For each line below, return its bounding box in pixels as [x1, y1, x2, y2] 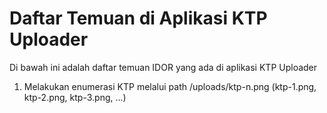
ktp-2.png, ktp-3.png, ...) [23, 91, 127, 103]
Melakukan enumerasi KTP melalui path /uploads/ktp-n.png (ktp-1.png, [23, 80, 317, 92]
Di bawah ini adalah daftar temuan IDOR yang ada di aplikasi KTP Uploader [9, 61, 318, 73]
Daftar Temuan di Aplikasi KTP [9, 7, 268, 30]
